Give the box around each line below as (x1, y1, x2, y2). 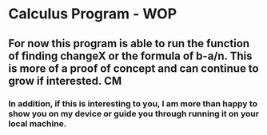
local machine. (8, 117, 67, 129)
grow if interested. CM (8, 73, 122, 88)
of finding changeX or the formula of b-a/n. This (8, 49, 253, 62)
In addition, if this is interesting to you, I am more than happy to (8, 97, 258, 109)
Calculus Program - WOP (8, 5, 177, 23)
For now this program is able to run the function (8, 37, 250, 50)
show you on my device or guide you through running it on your (8, 108, 260, 119)
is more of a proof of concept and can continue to (8, 62, 259, 75)
